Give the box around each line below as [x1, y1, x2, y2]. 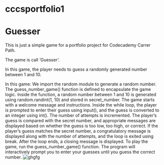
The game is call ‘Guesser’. [5, 57, 60, 63]
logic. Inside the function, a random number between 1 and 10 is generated [5, 92, 156, 98]
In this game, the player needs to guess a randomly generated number [5, 66, 147, 72]
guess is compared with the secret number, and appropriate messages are [5, 118, 156, 124]
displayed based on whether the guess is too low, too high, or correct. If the [5, 123, 158, 129]
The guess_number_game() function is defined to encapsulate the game [5, 86, 151, 92]
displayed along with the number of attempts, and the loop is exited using [5, 134, 154, 139]
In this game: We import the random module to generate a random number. [5, 81, 157, 87]
